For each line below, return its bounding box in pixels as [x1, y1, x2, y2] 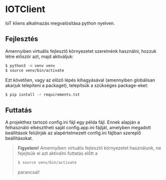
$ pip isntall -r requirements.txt [5, 92, 80, 97]
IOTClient [5, 4, 45, 15]
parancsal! [17, 169, 40, 175]
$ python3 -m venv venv [5, 63, 56, 68]
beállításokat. [5, 135, 33, 141]
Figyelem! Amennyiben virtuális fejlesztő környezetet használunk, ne [17, 145, 161, 151]
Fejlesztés [5, 35, 38, 43]
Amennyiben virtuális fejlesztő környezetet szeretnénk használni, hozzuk [5, 48, 157, 54]
